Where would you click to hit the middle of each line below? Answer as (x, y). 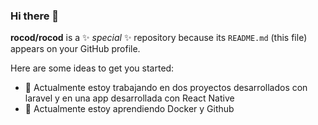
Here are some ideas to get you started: (92, 68)
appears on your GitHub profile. (75, 49)
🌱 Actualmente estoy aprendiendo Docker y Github (129, 109)
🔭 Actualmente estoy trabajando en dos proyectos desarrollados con (166, 88)
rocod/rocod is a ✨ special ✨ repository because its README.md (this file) (159, 38)
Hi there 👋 (35, 16)
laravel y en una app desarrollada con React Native (129, 98)
